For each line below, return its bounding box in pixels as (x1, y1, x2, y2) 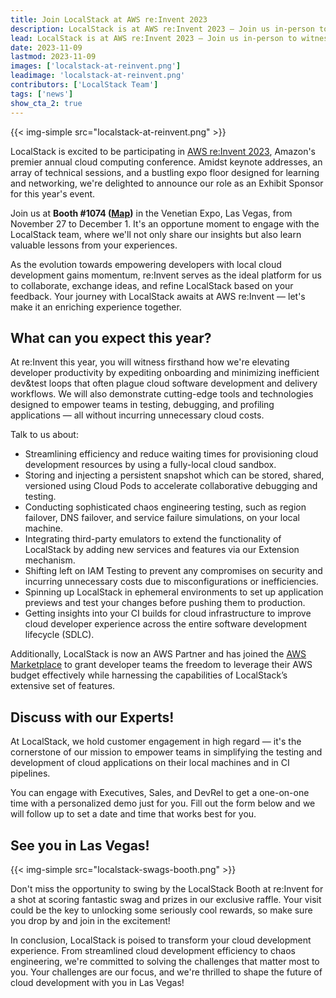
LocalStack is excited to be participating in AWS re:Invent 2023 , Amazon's (10, 145, 316, 157)
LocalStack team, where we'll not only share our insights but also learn (10, 228, 302, 240)
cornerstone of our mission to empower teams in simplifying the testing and (10, 746, 323, 758)
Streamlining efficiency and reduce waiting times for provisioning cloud (24, 448, 319, 460)
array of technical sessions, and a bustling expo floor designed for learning (10, 166, 320, 178)
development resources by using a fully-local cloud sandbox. (24, 459, 277, 471)
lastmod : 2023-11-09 (10, 52, 97, 62)
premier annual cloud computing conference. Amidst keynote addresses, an (10, 156, 323, 168)
